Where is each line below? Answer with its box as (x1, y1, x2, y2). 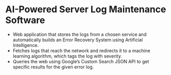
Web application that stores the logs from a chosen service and (12, 31, 147, 37)
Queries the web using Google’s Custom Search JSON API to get (12, 58, 149, 64)
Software (5, 14, 45, 26)
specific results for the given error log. (12, 64, 94, 70)
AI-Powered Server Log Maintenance (5, 4, 166, 15)
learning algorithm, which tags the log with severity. (12, 53, 122, 59)
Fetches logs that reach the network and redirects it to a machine (12, 47, 151, 54)
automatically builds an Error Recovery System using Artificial (12, 37, 143, 43)
